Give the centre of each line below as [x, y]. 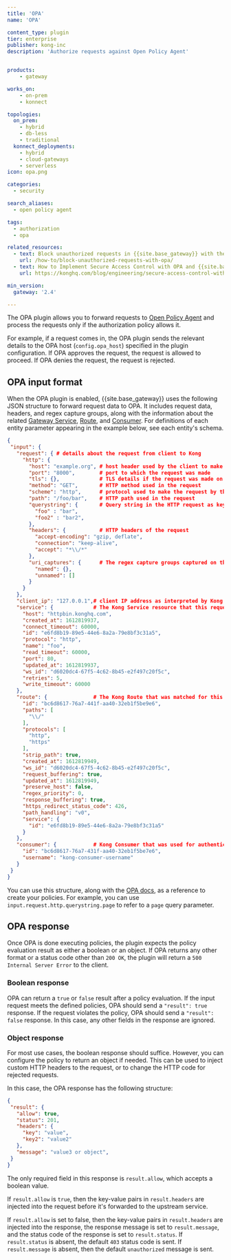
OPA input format [45, 382]
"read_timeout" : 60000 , [56, 653]
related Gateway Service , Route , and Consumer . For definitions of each [108, 421]
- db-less [34, 134]
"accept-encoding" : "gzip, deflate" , [89, 537]
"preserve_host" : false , [58, 787]
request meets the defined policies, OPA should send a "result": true [107, 1005]
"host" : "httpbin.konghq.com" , [67, 614]
